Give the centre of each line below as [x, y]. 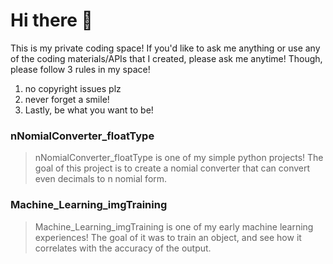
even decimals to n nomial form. [101, 179]
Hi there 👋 [51, 20]
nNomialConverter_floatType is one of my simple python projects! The [179, 158]
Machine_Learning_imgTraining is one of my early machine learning [174, 226]
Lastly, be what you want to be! [89, 110]
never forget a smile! [67, 99]
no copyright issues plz [73, 88]
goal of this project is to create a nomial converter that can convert [172, 168]
